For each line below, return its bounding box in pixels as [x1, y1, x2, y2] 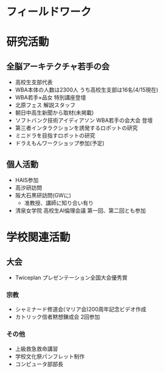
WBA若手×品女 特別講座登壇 [15, 94, 86, 101]
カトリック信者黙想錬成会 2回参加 [15, 313, 100, 321]
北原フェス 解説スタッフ [15, 101, 76, 109]
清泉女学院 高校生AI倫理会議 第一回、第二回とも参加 [15, 207, 146, 214]
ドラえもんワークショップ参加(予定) [15, 140, 105, 147]
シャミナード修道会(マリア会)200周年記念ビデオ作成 [15, 305, 147, 313]
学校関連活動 [6, 230, 71, 244]
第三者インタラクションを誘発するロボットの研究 [15, 124, 138, 132]
